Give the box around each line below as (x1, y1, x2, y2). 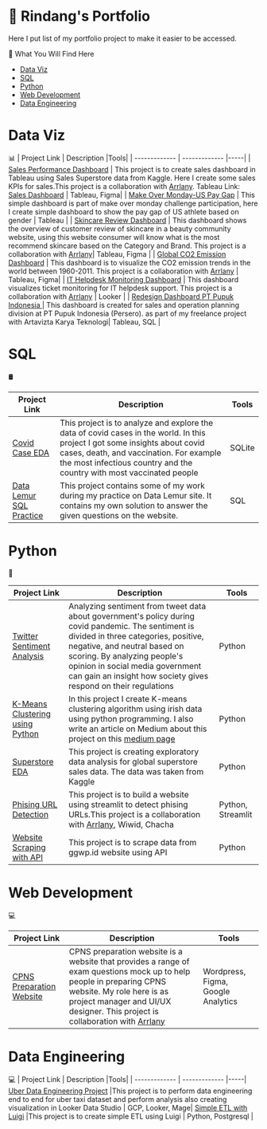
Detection (12, 808, 49, 820)
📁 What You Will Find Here (8, 49, 95, 58)
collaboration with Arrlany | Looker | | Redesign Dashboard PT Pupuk (8, 291, 234, 301)
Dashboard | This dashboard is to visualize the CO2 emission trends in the (8, 258, 251, 267)
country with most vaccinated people (59, 466, 199, 478)
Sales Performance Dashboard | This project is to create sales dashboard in (8, 164, 256, 174)
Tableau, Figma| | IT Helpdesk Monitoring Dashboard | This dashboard (8, 274, 239, 284)
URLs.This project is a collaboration (68, 808, 201, 820)
